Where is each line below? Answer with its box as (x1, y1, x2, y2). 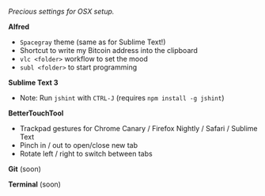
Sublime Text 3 (8, 78, 59, 87)
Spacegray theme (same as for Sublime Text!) (19, 37, 166, 47)
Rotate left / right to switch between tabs (19, 149, 153, 158)
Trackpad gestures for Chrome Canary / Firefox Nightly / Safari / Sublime (19, 124, 258, 133)
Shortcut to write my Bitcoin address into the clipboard (19, 46, 198, 55)
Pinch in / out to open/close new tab (19, 141, 138, 149)
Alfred (8, 22, 30, 31)
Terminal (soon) (8, 179, 62, 189)
